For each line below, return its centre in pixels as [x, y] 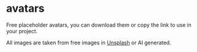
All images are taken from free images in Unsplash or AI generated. [89, 43]
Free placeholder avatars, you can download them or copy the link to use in [99, 25]
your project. [22, 31]
